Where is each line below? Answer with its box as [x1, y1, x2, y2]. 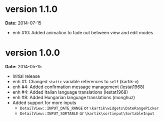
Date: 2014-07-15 [5, 20, 41, 26]
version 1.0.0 [5, 47, 60, 58]
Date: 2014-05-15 [5, 63, 42, 69]
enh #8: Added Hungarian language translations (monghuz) [12, 94, 135, 100]
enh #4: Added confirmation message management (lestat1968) [12, 84, 145, 90]
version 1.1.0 [5, 3, 58, 15]
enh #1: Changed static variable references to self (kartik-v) [12, 78, 139, 84]
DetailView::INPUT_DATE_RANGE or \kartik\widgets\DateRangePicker [19, 105, 159, 111]
